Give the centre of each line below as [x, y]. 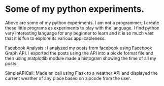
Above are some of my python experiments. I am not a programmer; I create [82, 23]
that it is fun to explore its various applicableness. [55, 38]
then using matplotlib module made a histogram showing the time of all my [81, 58]
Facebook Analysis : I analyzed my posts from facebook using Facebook [79, 48]
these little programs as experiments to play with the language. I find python [82, 28]
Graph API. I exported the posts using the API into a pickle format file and [79, 53]
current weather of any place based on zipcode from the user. [68, 78]
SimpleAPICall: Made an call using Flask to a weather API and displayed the [82, 73]
